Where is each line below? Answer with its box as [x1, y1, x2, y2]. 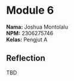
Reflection [6, 53, 46, 63]
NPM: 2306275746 [6, 29, 54, 36]
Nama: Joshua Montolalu [6, 23, 69, 30]
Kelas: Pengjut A [6, 36, 48, 43]
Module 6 [6, 4, 54, 17]
